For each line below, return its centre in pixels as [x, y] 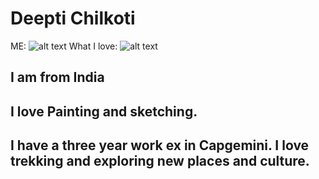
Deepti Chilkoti [73, 18]
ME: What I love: [64, 46]
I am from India [57, 77]
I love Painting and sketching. [104, 111]
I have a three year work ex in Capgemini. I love [160, 145]
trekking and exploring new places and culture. [160, 161]
